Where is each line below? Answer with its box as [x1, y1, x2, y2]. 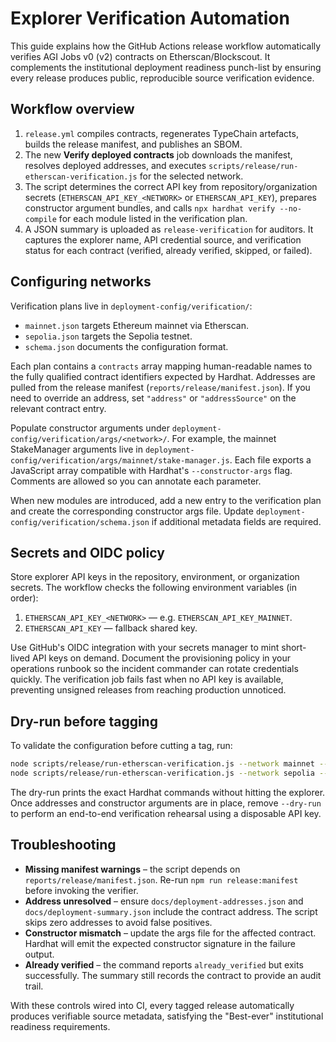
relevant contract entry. [10, 402, 107, 414]
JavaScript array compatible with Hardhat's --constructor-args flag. [10, 464, 293, 476]
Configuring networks [10, 273, 152, 291]
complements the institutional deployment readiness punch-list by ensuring [10, 61, 322, 73]
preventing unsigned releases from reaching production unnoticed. [10, 684, 287, 696]
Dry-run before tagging [10, 713, 158, 730]
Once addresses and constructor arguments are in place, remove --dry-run [10, 797, 322, 809]
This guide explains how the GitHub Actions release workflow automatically [10, 40, 322, 52]
